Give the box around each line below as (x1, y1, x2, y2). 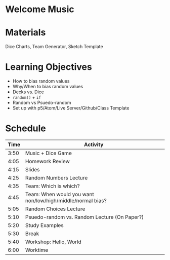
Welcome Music (5, 4, 74, 15)
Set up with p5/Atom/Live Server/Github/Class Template (12, 105, 130, 111)
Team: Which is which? (25, 182, 80, 190)
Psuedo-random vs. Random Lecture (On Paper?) (25, 214, 144, 220)
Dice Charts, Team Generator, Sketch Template (5, 44, 103, 50)
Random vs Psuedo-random (12, 100, 72, 106)
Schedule (5, 123, 47, 134)
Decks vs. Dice (12, 89, 44, 95)
